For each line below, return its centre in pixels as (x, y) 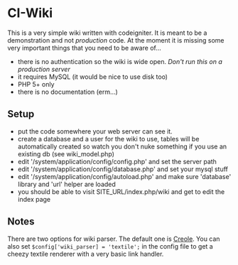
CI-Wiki (30, 13)
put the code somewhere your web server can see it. (95, 131)
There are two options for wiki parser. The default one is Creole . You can (114, 239)
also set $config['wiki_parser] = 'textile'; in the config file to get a (110, 246)
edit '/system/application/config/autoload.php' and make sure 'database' (124, 176)
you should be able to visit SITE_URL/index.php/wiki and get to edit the (121, 191)
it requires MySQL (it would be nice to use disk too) (93, 77)
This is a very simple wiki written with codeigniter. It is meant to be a (107, 33)
